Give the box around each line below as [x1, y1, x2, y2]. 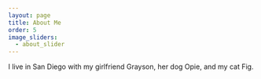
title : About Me [8, 19, 61, 27]
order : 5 [8, 26, 37, 34]
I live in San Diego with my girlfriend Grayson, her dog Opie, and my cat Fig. [8, 62, 254, 71]
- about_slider [15, 41, 65, 48]
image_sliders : [8, 33, 58, 41]
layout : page [8, 11, 51, 20]
